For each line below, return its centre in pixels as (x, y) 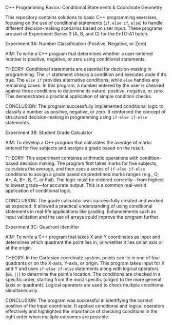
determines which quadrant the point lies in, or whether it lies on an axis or (84, 242)
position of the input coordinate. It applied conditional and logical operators (85, 306)
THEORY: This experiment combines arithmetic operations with (72, 158)
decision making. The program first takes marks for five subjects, (89, 163)
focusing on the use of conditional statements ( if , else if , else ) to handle (84, 23)
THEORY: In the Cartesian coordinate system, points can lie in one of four (83, 258)
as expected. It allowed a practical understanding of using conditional (79, 206)
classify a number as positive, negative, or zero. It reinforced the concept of (85, 112)
